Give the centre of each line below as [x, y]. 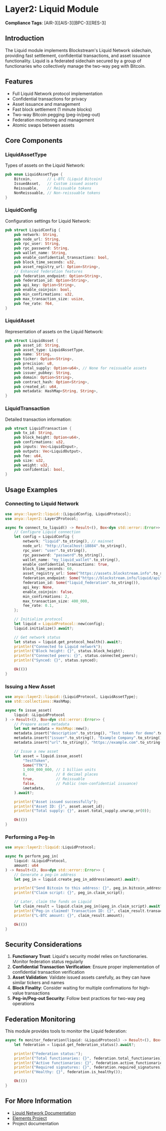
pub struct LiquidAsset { [32, 340]
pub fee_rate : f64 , [34, 303]
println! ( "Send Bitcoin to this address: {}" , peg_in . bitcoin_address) [89, 888]
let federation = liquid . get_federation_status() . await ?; [75, 1044]
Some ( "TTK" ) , [36, 765]
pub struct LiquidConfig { [33, 230]
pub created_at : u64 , [36, 387]
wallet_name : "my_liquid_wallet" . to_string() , [72, 560]
